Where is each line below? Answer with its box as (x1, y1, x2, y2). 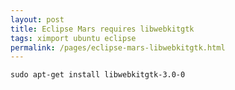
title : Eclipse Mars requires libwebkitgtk (10, 24, 195, 34)
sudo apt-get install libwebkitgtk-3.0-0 (10, 70, 186, 80)
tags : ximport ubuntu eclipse (10, 33, 137, 43)
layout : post (10, 14, 65, 25)
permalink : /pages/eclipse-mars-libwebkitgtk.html (10, 42, 226, 53)
